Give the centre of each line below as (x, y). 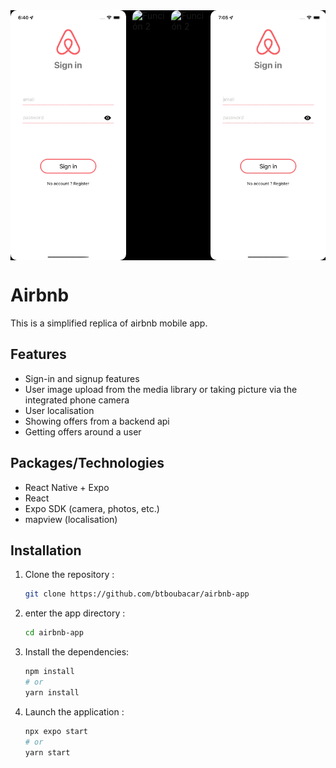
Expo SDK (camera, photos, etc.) (92, 508)
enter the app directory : (75, 613)
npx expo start (56, 731)
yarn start (47, 752)
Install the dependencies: (77, 652)
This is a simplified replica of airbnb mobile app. (109, 323)
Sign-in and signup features (82, 378)
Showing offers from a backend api (97, 421)
